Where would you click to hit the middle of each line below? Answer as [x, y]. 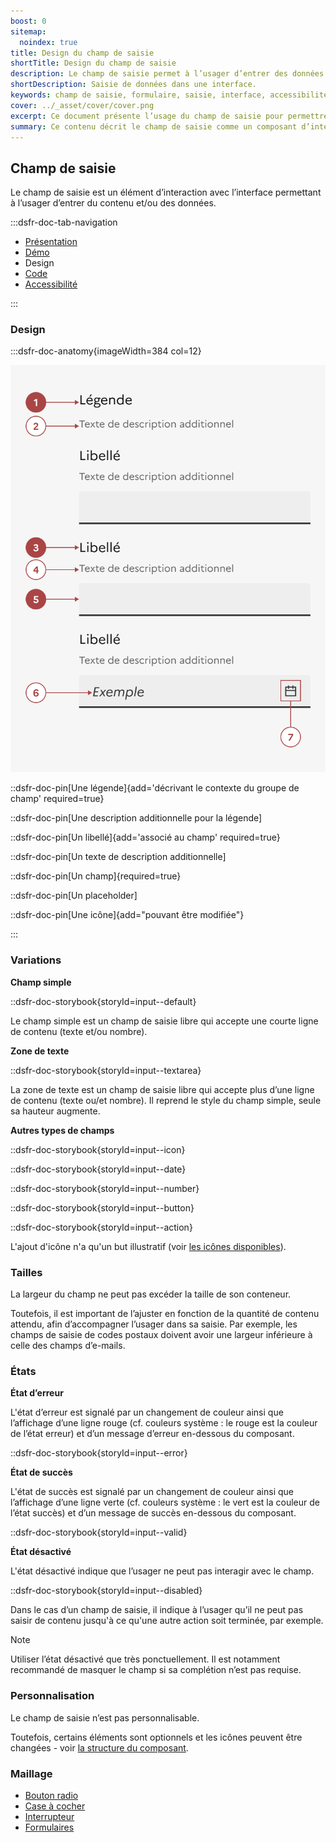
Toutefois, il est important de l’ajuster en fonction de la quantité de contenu [165, 1314]
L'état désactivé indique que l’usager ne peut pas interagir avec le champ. [162, 1571]
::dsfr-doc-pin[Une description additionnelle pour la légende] [136, 818]
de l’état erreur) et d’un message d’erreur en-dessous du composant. [152, 1434]
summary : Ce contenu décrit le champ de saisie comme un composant [154, 126]
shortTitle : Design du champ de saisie [93, 63]
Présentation [51, 242]
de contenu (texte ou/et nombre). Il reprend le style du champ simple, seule [166, 1100]
